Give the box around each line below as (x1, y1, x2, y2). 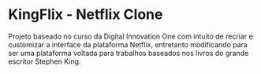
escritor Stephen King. (8, 57, 81, 66)
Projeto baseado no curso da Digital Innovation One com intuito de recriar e (8, 31, 254, 41)
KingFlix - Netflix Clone (8, 6, 163, 24)
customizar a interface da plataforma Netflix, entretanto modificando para (8, 39, 248, 49)
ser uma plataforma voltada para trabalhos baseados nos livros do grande (8, 48, 249, 57)
